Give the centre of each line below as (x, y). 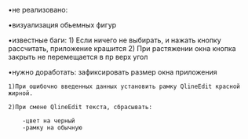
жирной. (21, 93)
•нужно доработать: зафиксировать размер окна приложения (113, 72)
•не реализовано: (38, 10)
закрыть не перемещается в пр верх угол (78, 57)
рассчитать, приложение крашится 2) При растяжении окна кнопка (122, 48)
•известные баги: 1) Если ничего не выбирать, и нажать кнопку (115, 40)
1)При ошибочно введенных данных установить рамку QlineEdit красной (124, 86)
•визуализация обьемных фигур (62, 25)
